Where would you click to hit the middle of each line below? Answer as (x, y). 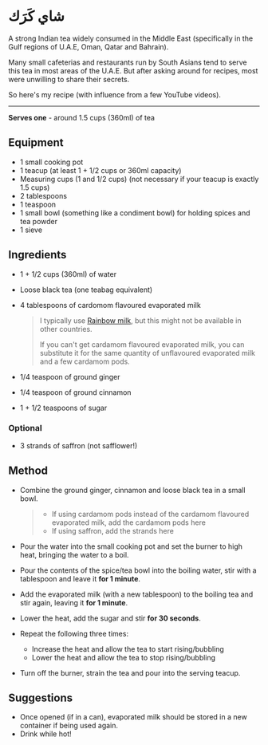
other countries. (66, 329)
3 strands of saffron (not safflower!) (79, 445)
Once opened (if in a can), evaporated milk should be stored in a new (133, 717)
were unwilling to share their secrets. (69, 79)
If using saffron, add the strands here (112, 530)
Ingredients (37, 255)
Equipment (36, 143)
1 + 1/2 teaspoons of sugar (63, 408)
